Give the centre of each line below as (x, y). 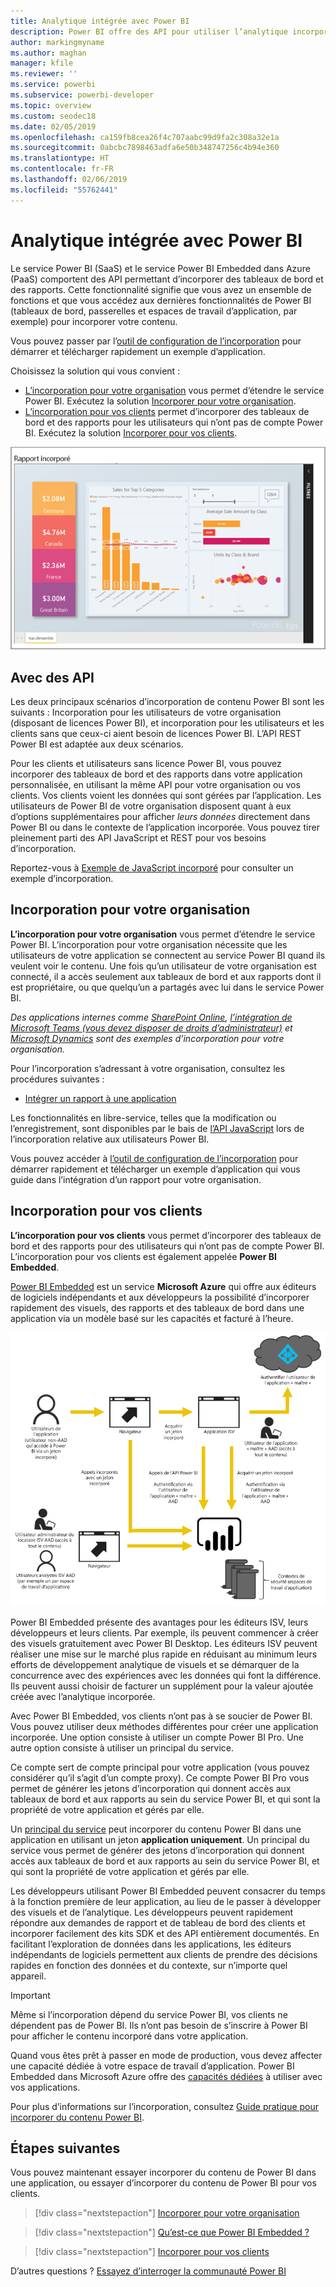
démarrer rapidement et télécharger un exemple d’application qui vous (155, 1169)
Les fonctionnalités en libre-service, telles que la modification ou (143, 1117)
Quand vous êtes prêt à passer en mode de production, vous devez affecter (166, 2055)
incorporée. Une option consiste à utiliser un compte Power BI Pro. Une (157, 1737)
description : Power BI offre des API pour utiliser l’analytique (149, 31)
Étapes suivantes (65, 2148)
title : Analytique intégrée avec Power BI (100, 21)
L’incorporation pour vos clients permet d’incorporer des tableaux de (167, 411)
